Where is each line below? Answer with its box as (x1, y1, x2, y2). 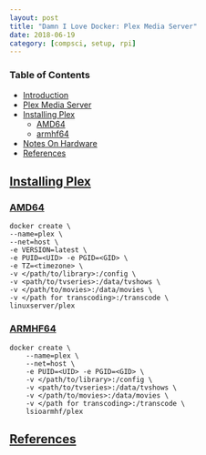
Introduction (22, 89, 69, 100)
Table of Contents (9, 69, 91, 82)
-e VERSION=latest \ (9, 246, 88, 255)
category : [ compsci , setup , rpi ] (9, 38, 137, 48)
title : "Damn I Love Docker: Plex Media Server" (9, 22, 198, 31)
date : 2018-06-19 (9, 30, 76, 39)
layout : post (9, 13, 59, 23)
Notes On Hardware (22, 137, 98, 148)
